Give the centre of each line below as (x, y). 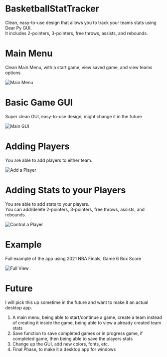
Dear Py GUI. (18, 28)
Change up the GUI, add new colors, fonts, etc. (61, 344)
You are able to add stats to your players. (47, 204)
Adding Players (37, 146)
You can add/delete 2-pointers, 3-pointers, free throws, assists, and (75, 209)
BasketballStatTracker (52, 9)
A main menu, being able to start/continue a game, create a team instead (87, 317)
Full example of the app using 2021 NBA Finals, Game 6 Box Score (73, 258)
